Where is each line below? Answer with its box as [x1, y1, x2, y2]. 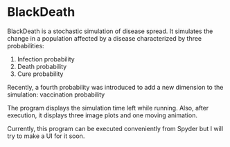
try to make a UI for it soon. [7, 132, 85, 140]
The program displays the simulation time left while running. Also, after [7, 104, 209, 112]
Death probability [17, 62, 67, 70]
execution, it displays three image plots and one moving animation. [7, 111, 197, 119]
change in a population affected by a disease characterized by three [7, 34, 202, 42]
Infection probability [17, 55, 75, 63]
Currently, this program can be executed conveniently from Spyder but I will [7, 124, 224, 133]
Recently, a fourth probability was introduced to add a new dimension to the [7, 83, 224, 91]
